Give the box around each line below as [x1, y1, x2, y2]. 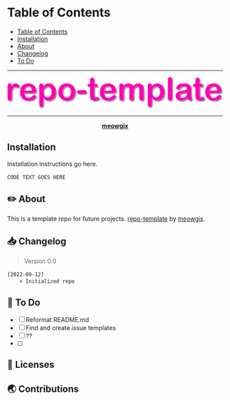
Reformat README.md [25, 316, 90, 324]
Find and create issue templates [25, 324, 116, 332]
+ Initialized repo [19, 278, 75, 285]
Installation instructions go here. [7, 160, 98, 168]
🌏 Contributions [7, 383, 79, 395]
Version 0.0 [23, 257, 57, 265]
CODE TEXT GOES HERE [7, 173, 66, 181]
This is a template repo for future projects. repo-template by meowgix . [7, 214, 205, 223]
